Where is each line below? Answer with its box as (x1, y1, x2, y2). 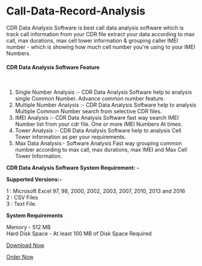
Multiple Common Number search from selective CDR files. (14, 108, 162, 115)
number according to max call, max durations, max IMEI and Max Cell (14, 146, 188, 153)
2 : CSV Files (6, 194, 38, 201)
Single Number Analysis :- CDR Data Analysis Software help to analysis (14, 88, 192, 96)
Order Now (6, 253, 34, 261)
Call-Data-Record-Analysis (6, 4, 146, 18)
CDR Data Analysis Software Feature (6, 63, 100, 70)
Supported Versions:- (6, 176, 62, 183)
